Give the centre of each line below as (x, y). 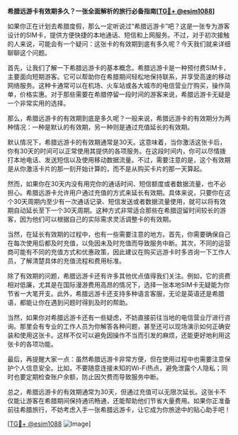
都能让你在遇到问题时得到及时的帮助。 (75, 303)
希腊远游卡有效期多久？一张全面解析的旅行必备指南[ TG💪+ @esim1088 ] (111, 11)
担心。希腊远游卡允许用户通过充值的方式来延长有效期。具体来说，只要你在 (116, 193)
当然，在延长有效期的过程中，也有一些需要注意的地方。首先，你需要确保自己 (119, 234)
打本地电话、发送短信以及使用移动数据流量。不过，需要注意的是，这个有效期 (119, 160)
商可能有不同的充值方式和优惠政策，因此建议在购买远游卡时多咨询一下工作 (116, 252)
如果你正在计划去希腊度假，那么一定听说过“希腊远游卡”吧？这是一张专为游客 (119, 26)
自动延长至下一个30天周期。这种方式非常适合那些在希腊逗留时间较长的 (117, 210)
